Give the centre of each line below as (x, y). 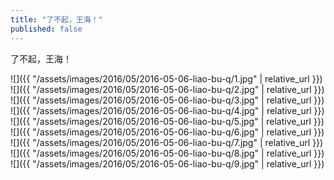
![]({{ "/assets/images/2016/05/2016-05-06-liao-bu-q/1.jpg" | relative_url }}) (166, 78)
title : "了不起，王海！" (56, 19)
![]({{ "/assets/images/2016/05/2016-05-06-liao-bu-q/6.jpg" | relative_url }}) (167, 132)
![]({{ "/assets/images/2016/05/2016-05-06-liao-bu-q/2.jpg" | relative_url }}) (167, 89)
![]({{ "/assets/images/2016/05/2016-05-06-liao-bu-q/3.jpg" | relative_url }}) (167, 100)
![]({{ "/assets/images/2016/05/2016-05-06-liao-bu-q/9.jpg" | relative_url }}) (167, 163)
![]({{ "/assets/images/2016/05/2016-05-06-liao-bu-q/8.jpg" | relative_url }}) (167, 153)
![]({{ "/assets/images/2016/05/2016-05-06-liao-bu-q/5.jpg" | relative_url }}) (167, 121)
